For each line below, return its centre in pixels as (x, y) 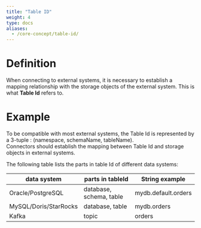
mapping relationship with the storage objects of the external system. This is (100, 87)
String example (163, 179)
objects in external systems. (41, 153)
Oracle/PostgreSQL (36, 193)
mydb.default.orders (163, 193)
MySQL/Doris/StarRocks (44, 206)
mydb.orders (153, 206)
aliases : (17, 28)
